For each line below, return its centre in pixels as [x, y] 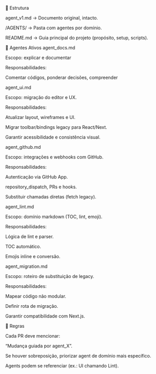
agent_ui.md [18, 87]
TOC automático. [23, 247]
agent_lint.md [20, 207]
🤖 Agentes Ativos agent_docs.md [40, 48]
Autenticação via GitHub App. [37, 177]
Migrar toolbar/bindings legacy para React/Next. [56, 127]
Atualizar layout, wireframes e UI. [40, 117]
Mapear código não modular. [36, 296]
